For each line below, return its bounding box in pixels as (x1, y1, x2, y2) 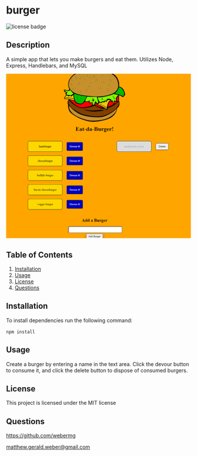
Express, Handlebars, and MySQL (6, 62, 88, 69)
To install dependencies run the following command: (6, 317, 133, 324)
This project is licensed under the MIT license (6, 400, 116, 407)
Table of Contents (6, 249, 73, 259)
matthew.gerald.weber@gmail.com (6, 444, 90, 451)
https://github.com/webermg (6, 432, 76, 439)
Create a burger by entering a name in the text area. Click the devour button (6, 360, 189, 368)
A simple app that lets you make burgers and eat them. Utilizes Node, (6, 55, 174, 62)
